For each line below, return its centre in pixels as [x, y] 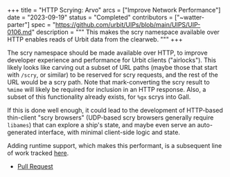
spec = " [43, 25]
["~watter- [189, 17]
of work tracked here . [38, 153]
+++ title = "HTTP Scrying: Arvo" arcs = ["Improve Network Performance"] [114, 10]
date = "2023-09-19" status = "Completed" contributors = [90, 17]
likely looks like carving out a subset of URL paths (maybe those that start [112, 67]
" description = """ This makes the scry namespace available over [126, 32]
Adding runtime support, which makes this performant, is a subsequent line [115, 146]
